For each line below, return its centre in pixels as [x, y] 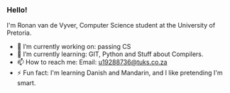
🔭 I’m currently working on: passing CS [74, 47]
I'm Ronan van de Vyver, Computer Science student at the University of [111, 26]
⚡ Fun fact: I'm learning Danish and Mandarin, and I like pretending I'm [120, 73]
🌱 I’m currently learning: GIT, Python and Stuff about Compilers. [110, 54]
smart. [26, 83]
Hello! [17, 10]
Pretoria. [19, 33]
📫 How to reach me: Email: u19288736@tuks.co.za [92, 62]
